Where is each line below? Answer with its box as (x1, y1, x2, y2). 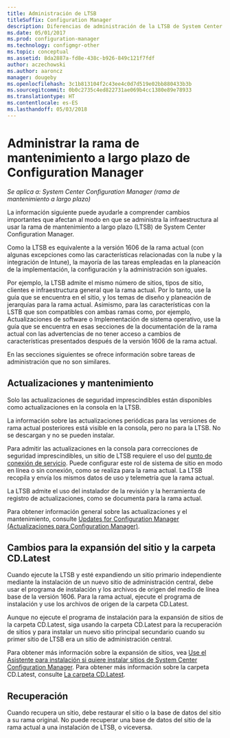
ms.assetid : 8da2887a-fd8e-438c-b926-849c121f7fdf (7, 55, 155, 62)
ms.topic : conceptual (7, 49, 69, 56)
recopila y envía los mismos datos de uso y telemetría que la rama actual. (7, 473, 215, 482)
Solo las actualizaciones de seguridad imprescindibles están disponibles (7, 396, 212, 404)
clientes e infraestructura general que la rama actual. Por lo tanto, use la (7, 286, 211, 294)
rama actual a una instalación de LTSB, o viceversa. (7, 723, 153, 732)
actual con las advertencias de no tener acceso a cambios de (7, 329, 181, 337)
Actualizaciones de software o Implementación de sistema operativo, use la (7, 315, 221, 323)
